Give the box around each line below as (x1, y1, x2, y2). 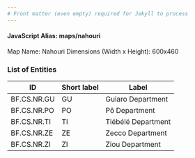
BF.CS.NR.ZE (10, 128, 54, 138)
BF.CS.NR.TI (10, 117, 51, 127)
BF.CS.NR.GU (10, 95, 55, 104)
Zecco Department (105, 128, 167, 138)
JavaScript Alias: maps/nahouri (7, 32, 101, 40)
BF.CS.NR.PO (10, 106, 54, 116)
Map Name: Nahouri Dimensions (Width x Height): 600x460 (7, 47, 179, 56)
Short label (61, 83, 99, 93)
